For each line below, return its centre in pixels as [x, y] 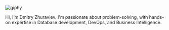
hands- [157, 17]
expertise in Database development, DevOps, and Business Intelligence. [87, 22]
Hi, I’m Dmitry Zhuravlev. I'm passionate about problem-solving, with [77, 17]
